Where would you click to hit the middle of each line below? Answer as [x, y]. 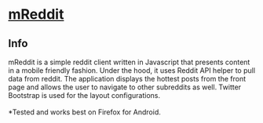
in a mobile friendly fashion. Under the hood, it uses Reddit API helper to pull [132, 71]
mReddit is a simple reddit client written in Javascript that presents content [129, 62]
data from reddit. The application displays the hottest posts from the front [127, 79]
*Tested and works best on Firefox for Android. [84, 112]
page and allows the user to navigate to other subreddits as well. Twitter [125, 87]
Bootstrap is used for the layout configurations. [84, 95]
